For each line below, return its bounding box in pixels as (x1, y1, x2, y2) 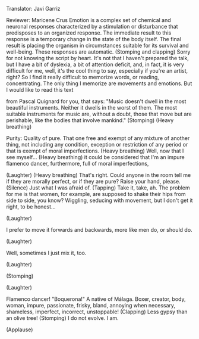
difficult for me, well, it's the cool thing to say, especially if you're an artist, (6, 67, 188, 74)
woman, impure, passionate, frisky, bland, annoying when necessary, (6, 302, 176, 309)
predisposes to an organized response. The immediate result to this (6, 29, 172, 36)
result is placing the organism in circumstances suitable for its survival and (6, 42, 189, 49)
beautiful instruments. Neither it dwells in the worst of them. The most (6, 104, 177, 111)
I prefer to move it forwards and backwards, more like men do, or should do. (6, 226, 192, 233)
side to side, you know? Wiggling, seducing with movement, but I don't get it (6, 197, 193, 204)
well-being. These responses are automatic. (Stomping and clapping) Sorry (6, 48, 191, 55)
